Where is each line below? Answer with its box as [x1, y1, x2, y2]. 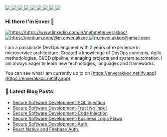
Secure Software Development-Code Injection [12, 110, 108, 116]
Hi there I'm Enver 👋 [5, 18, 54, 25]
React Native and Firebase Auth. [12, 126, 79, 132]
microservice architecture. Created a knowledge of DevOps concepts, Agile [5, 50, 161, 56]
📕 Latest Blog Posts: [5, 88, 55, 95]
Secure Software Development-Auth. [12, 120, 89, 127]
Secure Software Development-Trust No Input [12, 105, 107, 111]
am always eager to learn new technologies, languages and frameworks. [5, 60, 155, 67]
